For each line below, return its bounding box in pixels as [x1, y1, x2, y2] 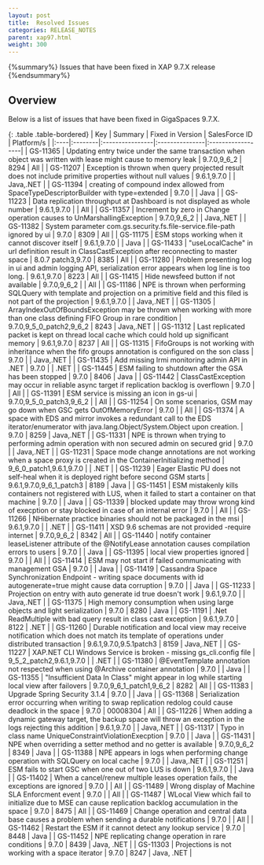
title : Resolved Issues [8, 19, 90, 27]
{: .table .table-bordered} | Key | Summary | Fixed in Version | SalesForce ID [8, 129, 253, 138]
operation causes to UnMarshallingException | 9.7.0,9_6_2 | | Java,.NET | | [8, 213, 247, 223]
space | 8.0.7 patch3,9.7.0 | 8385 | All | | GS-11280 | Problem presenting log [8, 255, 252, 264]
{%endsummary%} [8, 71, 71, 80]
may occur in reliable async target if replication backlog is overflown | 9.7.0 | [8, 380, 255, 389]
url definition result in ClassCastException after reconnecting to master [8, 246, 238, 256]
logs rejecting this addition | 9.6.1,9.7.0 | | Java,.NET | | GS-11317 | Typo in [8, 723, 245, 732]
